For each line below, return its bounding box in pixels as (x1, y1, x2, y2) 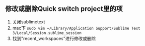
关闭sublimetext (12, 19, 46, 25)
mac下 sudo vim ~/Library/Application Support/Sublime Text (12, 25, 141, 31)
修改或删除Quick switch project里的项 (5, 4, 123, 13)
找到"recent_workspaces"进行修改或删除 (12, 35, 96, 41)
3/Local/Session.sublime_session (12, 30, 82, 36)
